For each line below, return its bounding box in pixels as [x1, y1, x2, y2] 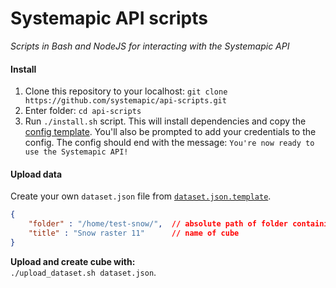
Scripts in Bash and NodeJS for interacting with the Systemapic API [10, 40, 290, 52]
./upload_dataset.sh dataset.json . [10, 266, 157, 278]
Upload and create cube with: [10, 255, 136, 267]
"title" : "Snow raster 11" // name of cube [28, 228, 240, 239]
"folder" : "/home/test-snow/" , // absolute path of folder [28, 219, 289, 229]
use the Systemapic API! [24, 147, 129, 157]
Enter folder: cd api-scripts [24, 105, 142, 117]
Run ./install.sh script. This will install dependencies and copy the [24, 115, 307, 127]
